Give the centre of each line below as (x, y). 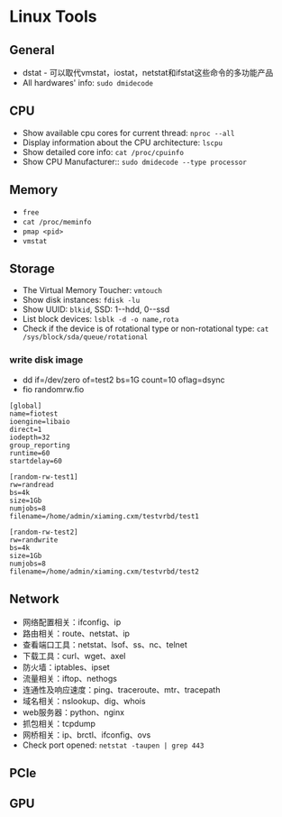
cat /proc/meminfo (57, 222)
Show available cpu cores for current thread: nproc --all (128, 133)
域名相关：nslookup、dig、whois (84, 701)
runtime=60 (30, 453)
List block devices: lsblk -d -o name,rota (100, 319)
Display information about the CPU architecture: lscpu (123, 142)
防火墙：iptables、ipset (66, 667)
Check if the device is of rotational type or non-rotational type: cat (146, 329)
